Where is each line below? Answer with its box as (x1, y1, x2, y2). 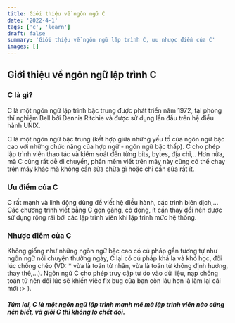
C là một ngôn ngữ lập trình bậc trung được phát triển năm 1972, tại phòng (7, 106, 222, 115)
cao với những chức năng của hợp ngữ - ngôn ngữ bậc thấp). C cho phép (7, 142, 220, 151)
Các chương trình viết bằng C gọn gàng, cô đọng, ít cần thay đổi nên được (7, 205, 223, 214)
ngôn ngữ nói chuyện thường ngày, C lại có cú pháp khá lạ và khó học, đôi (7, 254, 222, 262)
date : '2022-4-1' (7, 17, 58, 24)
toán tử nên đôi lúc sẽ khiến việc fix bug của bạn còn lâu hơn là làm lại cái (7, 277, 222, 285)
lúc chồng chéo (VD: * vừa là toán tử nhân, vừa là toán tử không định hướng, (7, 262, 229, 270)
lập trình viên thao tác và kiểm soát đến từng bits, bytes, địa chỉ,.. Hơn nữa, (7, 149, 224, 158)
